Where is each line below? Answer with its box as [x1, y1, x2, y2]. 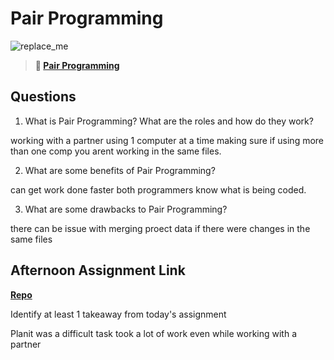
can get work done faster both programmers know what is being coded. [10, 183, 307, 196]
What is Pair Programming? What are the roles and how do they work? [24, 115, 314, 127]
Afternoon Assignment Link [10, 262, 186, 279]
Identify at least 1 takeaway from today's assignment [10, 308, 227, 320]
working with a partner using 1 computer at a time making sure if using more [10, 134, 325, 146]
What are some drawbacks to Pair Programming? [24, 203, 228, 215]
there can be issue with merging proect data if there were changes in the [10, 222, 311, 234]
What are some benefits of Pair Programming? [24, 164, 216, 176]
